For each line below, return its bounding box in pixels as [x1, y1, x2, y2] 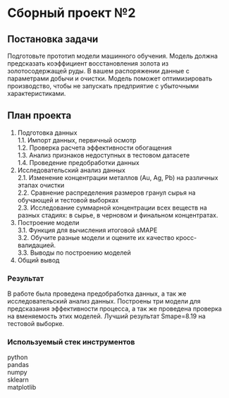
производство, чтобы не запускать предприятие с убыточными [7, 82, 199, 90]
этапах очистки [17, 181, 65, 189]
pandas [7, 361, 30, 369]
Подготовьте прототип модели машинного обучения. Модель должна [7, 52, 218, 60]
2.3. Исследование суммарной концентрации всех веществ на [17, 203, 208, 212]
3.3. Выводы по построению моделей [17, 248, 132, 257]
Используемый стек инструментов [7, 337, 135, 347]
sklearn [7, 375, 30, 384]
